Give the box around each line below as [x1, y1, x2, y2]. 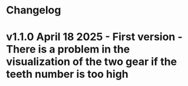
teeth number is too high [6, 68, 128, 81]
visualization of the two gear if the [6, 55, 177, 68]
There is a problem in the [6, 43, 130, 56]
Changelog [6, 4, 61, 17]
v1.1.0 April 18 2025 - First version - [6, 30, 183, 44]
